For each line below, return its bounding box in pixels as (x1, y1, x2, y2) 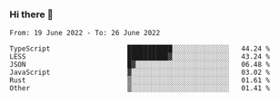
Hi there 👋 (9, 8, 55, 21)
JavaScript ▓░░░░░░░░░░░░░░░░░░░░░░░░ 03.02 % (9, 68, 271, 78)
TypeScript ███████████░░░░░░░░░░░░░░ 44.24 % (9, 44, 271, 53)
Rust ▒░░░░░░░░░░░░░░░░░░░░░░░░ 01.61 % (9, 76, 271, 85)
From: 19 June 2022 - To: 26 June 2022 (9, 29, 161, 38)
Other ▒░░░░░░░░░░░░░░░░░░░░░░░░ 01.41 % (9, 84, 271, 93)
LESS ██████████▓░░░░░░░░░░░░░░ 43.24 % (9, 52, 271, 61)
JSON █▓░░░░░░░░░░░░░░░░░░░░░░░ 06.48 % (9, 60, 271, 70)
